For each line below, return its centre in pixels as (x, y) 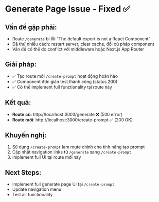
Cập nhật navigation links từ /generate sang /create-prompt (72, 152)
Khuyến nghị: (26, 135)
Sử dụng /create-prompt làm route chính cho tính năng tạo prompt (78, 147)
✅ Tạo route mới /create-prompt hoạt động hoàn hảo (65, 76)
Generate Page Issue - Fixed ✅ (68, 9)
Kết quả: (18, 103)
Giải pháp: (21, 64)
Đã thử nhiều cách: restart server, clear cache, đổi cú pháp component (83, 44)
